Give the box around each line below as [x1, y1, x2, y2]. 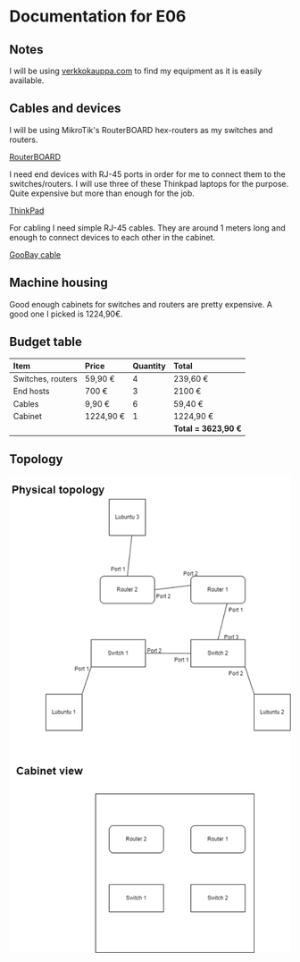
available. [9, 75, 45, 86]
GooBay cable [9, 249, 61, 260]
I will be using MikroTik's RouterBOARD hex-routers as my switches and [9, 124, 274, 135]
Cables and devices [9, 101, 121, 116]
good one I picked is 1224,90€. [9, 308, 123, 319]
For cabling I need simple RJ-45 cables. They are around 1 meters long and [9, 222, 286, 233]
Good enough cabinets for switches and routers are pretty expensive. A [9, 299, 272, 309]
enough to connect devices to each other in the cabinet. [9, 232, 216, 242]
